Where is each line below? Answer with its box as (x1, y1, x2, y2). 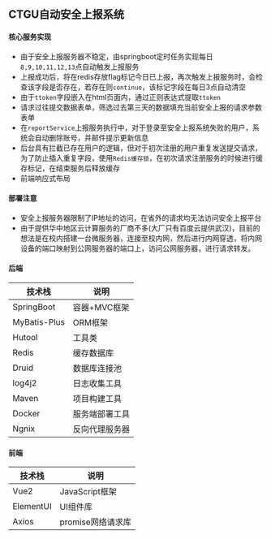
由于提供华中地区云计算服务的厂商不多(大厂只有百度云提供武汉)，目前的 (19, 222, 261, 233)
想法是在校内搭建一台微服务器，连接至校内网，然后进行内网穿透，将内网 (19, 233, 262, 243)
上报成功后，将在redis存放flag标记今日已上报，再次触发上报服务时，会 (19, 71, 256, 81)
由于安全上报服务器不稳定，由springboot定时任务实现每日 (19, 51, 213, 61)
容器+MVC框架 (72, 302, 130, 313)
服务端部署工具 (72, 408, 130, 420)
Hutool (12, 332, 38, 343)
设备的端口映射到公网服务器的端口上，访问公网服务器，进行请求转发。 (19, 243, 256, 253)
